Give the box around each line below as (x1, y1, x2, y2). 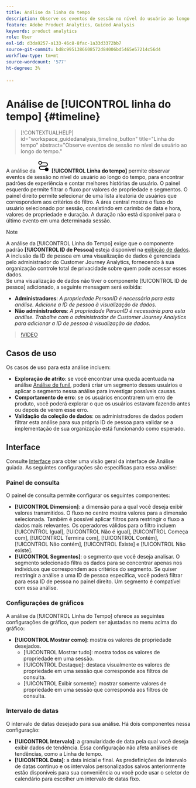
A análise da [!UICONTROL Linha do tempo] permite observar (6, 167, 170, 174)
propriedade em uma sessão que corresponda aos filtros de (23, 686, 169, 693)
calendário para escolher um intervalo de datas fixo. (14, 775, 140, 782)
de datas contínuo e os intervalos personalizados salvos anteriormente (14, 763, 185, 770)
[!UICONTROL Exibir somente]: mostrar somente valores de (23, 679, 167, 686)
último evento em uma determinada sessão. (6, 217, 112, 224)
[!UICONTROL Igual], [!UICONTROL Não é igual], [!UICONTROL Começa (14, 528, 188, 535)
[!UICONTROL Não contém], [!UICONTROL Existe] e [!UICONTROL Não (14, 540, 186, 548)
